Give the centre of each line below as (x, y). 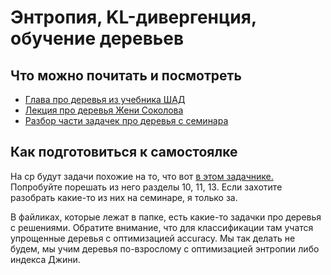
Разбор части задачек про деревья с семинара (126, 120)
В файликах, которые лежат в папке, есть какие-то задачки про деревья (166, 217)
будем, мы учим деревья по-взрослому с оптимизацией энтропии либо (165, 248)
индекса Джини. (45, 259)
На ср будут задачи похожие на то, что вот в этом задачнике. (142, 176)
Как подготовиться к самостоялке (124, 152)
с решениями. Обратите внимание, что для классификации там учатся (162, 227)
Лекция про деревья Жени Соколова (104, 110)
